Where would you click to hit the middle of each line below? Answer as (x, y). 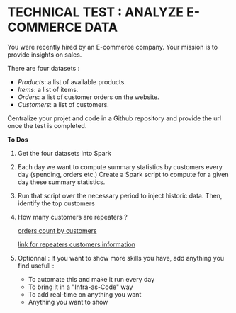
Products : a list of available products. (72, 81)
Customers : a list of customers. (63, 104)
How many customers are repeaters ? (72, 217)
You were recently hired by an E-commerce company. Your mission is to (113, 47)
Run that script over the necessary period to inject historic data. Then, (120, 195)
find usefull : (36, 266)
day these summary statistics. (61, 182)
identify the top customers (56, 203)
